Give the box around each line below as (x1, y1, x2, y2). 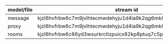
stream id (114, 6, 138, 13)
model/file (7, 6, 33, 13)
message (7, 15, 29, 21)
